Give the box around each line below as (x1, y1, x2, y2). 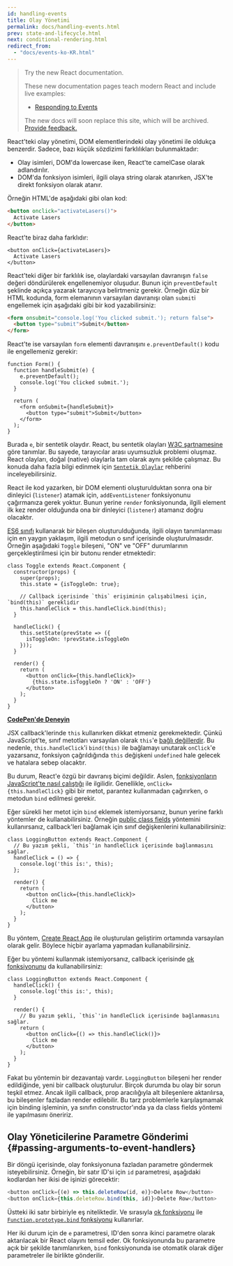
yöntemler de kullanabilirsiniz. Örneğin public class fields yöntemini (7, 815, 201, 824)
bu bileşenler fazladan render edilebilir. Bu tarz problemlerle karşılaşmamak (7, 1096, 224, 1104)
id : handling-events (7, 10, 68, 17)
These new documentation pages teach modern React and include (24, 82, 216, 90)
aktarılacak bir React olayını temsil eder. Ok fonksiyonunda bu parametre (7, 1236, 216, 1244)
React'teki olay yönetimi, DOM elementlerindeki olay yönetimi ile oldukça (7, 137, 216, 145)
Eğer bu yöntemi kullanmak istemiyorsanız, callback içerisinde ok (7, 955, 195, 964)
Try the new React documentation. (24, 68, 124, 77)
